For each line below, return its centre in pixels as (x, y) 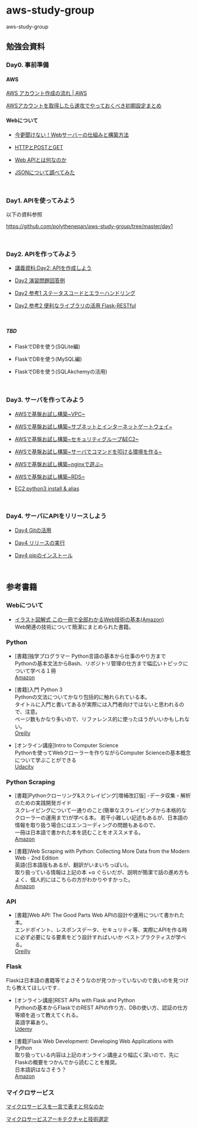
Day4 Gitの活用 (33, 530)
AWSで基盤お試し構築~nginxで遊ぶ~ (59, 464)
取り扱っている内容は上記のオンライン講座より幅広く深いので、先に (97, 1055)
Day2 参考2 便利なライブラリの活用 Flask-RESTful (75, 306)
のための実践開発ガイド (43, 803)
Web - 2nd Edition (36, 858)
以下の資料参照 (24, 214)
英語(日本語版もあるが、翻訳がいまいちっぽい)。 (73, 865)
